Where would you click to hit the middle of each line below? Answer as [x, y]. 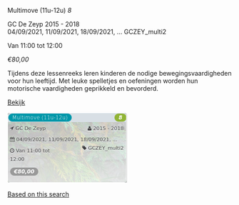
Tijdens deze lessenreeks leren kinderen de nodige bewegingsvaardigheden [119, 73]
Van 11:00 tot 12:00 [35, 45]
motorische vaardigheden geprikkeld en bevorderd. [83, 88]
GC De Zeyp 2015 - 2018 [44, 24]
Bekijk [16, 102]
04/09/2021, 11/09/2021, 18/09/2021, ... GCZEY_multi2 [87, 32]
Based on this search [39, 194]
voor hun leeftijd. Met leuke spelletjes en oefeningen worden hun [103, 81]
